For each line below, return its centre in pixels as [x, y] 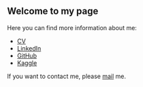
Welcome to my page [53, 11]
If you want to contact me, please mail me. [66, 76]
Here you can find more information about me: [72, 27]
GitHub [27, 55]
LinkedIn [29, 48]
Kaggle [27, 63]
